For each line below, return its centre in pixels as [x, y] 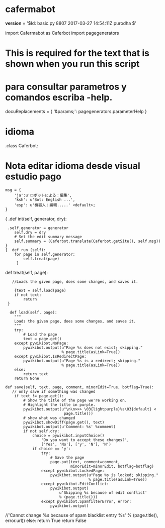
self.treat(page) [41, 259]
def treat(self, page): [26, 272]
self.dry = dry [30, 232]
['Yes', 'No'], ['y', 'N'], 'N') [76, 444]
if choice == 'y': [51, 449]
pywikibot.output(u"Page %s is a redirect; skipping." [82, 361]
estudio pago [33, 177]
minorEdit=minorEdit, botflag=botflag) [112, 466]
